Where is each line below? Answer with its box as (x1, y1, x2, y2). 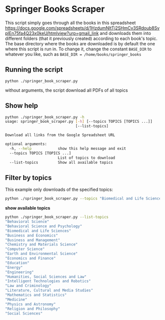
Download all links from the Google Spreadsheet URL (5, 133, 115, 138)
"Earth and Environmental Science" (5, 251, 78, 256)
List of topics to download (57, 155, 115, 160)
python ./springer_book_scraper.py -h (5, 114, 84, 119)
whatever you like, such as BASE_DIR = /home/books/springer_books (5, 51, 141, 57)
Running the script (5, 66, 63, 74)
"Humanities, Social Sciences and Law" (5, 274, 87, 279)
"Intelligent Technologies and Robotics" (5, 279, 91, 284)
